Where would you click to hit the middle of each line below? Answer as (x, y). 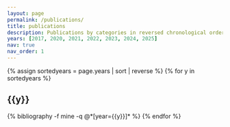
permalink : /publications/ (46, 20)
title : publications (37, 26)
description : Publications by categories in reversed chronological (107, 32)
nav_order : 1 (26, 52)
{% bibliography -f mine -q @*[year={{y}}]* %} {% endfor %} (94, 116)
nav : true (21, 45)
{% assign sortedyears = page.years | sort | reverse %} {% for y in (101, 71)
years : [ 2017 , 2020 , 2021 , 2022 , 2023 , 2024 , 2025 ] (82, 39)
